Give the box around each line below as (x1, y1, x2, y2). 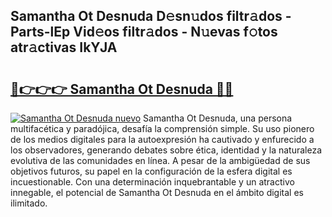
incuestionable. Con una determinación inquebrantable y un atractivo (10, 176, 295, 188)
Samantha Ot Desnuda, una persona (143, 112, 293, 124)
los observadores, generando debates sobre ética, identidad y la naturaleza (10, 144, 322, 156)
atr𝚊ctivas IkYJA (10, 39, 118, 56)
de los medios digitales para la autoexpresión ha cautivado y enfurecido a (10, 134, 315, 145)
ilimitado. (10, 197, 48, 209)
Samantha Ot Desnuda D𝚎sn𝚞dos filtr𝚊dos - (10, 8, 292, 25)
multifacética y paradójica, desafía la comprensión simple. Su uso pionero (10, 123, 315, 134)
